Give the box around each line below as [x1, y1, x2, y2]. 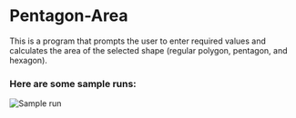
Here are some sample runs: [9, 77, 137, 90]
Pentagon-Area [9, 5, 128, 26]
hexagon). [9, 54, 48, 65]
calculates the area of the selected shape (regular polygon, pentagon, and [9, 44, 289, 55]
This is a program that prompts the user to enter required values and [9, 35, 267, 46]
